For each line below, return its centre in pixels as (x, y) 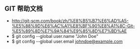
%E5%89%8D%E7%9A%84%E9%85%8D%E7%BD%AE (69, 31)
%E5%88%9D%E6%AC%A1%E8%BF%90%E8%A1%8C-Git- (73, 26)
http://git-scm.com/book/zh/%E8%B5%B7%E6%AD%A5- (70, 20)
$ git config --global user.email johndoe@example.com (67, 41)
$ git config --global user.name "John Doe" (55, 36)
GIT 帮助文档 (24, 9)
